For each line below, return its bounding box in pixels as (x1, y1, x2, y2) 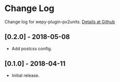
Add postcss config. (11, 45, 52, 51)
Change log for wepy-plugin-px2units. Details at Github (4, 19, 115, 25)
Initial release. (11, 72, 40, 78)
